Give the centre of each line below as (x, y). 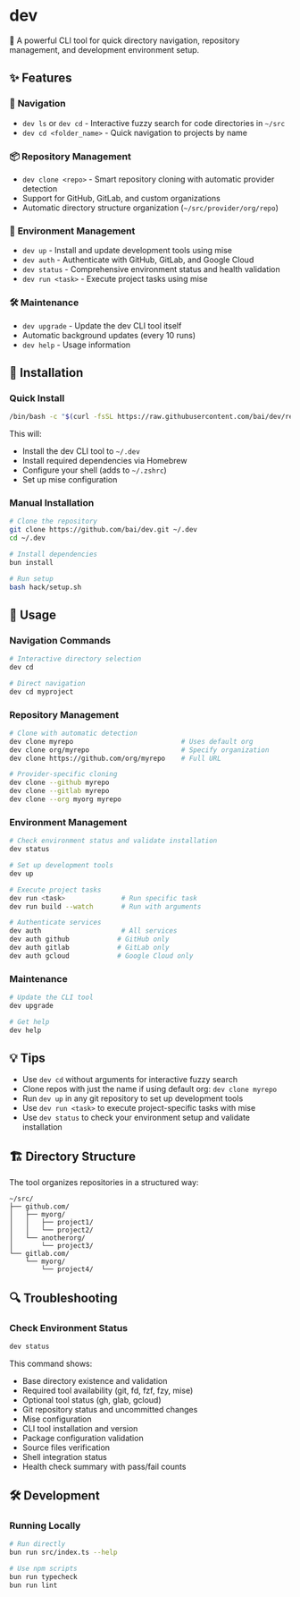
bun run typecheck (43, 1577)
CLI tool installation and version (80, 1428)
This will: (25, 434)
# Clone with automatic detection (74, 733)
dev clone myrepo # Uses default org (131, 741)
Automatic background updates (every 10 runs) (109, 335)
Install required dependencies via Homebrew (104, 461)
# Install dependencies (54, 554)
